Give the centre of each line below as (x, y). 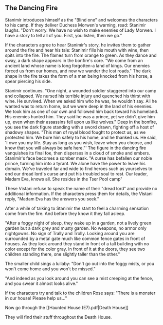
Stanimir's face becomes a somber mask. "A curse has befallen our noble (79, 158)
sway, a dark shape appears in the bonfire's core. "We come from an (74, 60)
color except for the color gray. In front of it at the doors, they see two (75, 249)
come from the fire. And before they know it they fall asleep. (65, 213)
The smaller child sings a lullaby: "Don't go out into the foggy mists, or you (80, 263)
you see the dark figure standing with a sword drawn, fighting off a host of (80, 127)
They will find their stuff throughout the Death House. (58, 317)
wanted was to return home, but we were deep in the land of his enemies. (79, 106)
